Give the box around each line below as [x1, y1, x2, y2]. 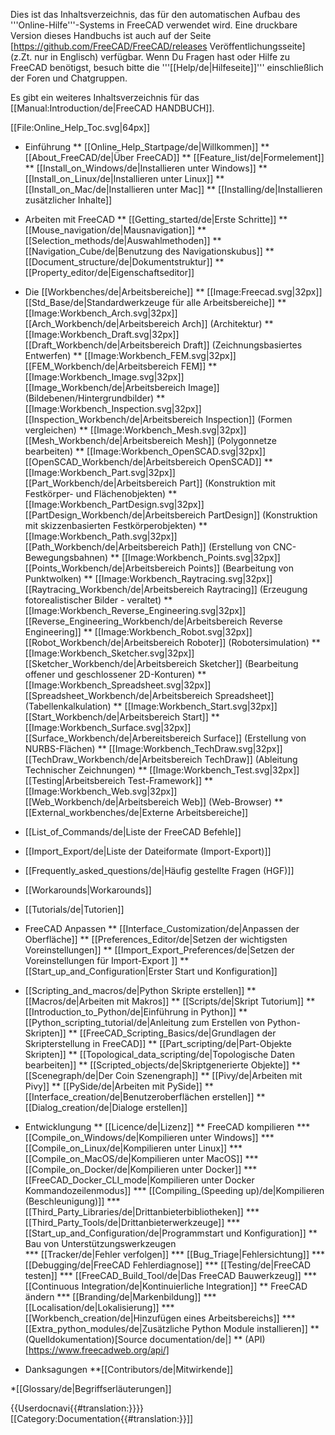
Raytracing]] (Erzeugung [206, 584, 308, 595]
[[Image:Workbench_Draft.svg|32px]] [24, 329, 180, 340]
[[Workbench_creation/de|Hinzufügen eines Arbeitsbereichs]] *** [24, 1312, 296, 1324]
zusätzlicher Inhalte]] [24, 194, 113, 206]
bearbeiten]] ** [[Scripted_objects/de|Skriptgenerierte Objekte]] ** [24, 1059, 301, 1071]
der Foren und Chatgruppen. [10, 72, 128, 84]
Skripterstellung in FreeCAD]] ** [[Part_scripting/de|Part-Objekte [24, 1038, 292, 1049]
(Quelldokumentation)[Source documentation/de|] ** [24, 1334, 243, 1345]
